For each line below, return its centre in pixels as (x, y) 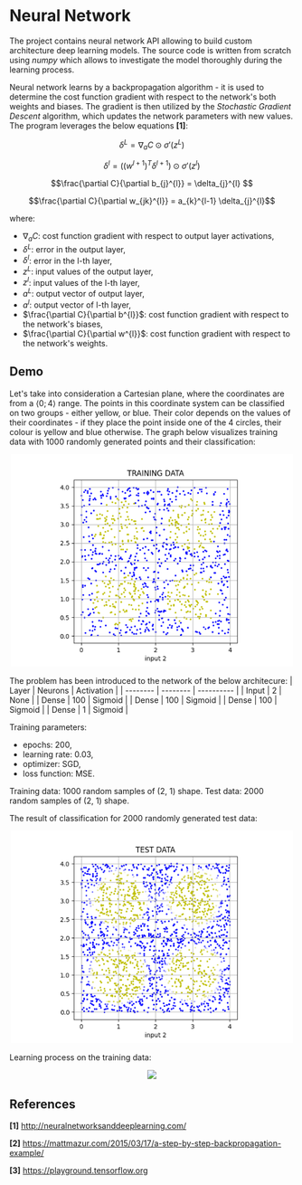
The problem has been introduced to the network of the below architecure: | (151, 680)
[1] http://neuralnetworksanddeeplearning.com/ (98, 1126)
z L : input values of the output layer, (88, 270)
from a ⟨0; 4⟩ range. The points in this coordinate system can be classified (147, 403)
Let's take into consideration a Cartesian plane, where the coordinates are (147, 393)
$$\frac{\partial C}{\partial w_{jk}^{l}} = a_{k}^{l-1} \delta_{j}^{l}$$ (152, 201)
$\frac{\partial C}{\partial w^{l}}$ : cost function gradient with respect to (156, 333)
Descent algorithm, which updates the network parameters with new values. (151, 116)
